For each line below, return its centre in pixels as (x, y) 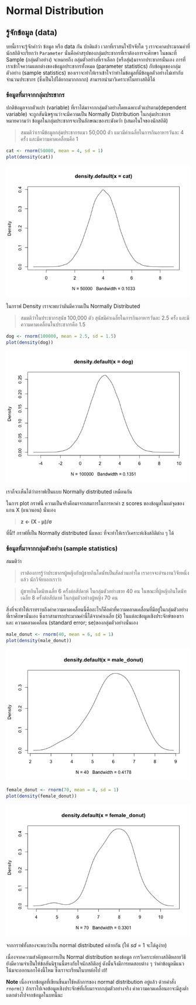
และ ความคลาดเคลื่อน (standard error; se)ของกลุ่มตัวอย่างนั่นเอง (72, 623)
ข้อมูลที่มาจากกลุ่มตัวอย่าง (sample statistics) (62, 548)
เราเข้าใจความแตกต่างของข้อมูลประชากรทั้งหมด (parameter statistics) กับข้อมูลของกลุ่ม (93, 66)
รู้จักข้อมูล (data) (32, 32)
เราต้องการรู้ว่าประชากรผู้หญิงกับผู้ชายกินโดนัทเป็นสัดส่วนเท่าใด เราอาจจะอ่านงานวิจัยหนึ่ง (105, 573)
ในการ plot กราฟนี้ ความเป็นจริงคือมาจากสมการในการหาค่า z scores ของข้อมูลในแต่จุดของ (95, 503)
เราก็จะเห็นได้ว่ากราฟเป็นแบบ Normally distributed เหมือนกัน (69, 491)
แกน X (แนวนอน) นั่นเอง (31, 510)
